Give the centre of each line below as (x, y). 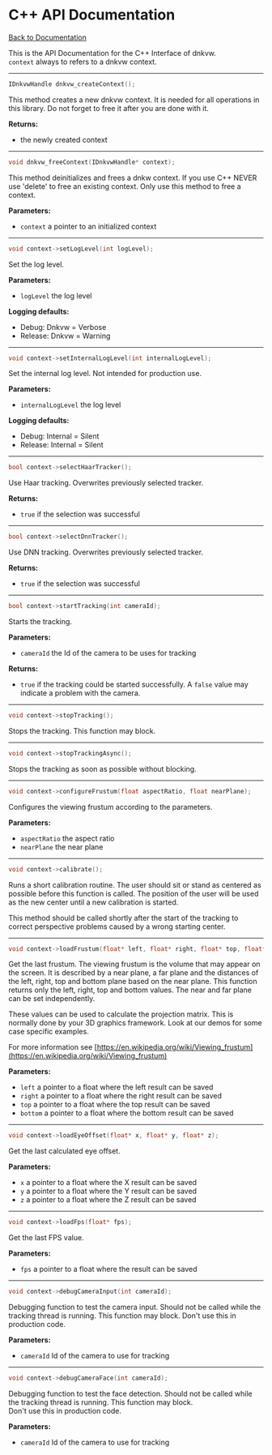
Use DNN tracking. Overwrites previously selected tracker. (106, 552)
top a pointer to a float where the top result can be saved (115, 1105)
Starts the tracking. (40, 622)
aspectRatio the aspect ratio (67, 838)
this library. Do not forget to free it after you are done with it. (108, 108)
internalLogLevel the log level (70, 405)
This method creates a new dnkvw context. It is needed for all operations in (134, 100)
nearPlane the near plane (62, 847)
